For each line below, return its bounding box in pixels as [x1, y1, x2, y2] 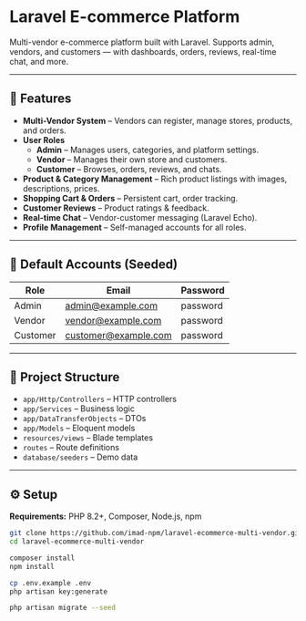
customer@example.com [65, 328, 172, 341]
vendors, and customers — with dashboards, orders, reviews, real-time [9, 46, 277, 57]
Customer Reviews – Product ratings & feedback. [22, 202, 209, 213]
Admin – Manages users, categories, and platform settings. [36, 144, 260, 155]
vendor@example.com [65, 314, 162, 326]
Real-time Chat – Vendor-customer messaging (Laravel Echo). [22, 212, 258, 223]
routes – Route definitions [22, 442, 120, 453]
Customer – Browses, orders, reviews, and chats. [36, 163, 222, 174]
